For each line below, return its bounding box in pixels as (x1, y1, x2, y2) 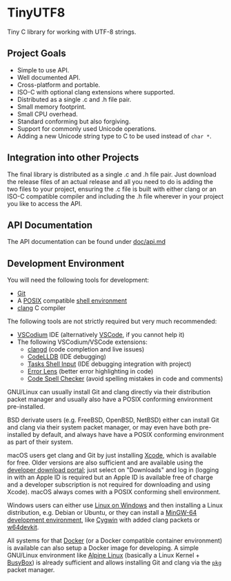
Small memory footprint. (17, 102, 86, 111)
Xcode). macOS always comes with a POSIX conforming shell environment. (7, 488, 221, 496)
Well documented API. (17, 73, 81, 81)
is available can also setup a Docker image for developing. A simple (7, 544, 199, 552)
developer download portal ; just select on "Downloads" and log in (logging (7, 466, 219, 474)
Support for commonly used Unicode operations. (17, 124, 157, 132)
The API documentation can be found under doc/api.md (7, 238, 166, 246)
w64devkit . (7, 523, 39, 531)
